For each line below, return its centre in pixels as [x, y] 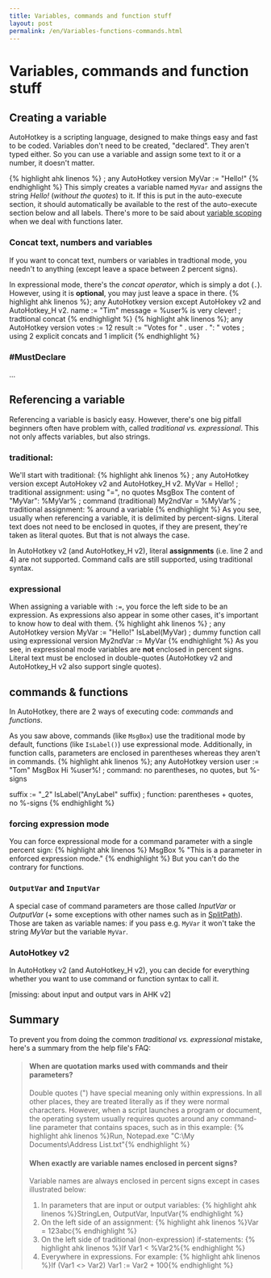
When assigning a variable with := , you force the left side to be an [119, 606]
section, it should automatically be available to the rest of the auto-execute [133, 205]
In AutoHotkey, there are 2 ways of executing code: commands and [121, 711]
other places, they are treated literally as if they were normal [129, 1102]
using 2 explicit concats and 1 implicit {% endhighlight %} [104, 335]
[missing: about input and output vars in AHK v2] [90, 994]
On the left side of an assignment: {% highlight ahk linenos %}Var [150, 1222]
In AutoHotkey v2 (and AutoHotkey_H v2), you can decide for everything [129, 970]
